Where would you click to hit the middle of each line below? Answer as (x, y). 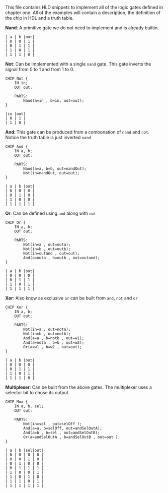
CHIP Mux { (17, 402)
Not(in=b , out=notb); (47, 334)
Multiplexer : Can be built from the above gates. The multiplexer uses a (79, 387)
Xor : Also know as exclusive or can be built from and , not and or (72, 298)
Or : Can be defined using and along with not (51, 213)
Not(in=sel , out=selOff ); (53, 424)
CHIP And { (17, 147)
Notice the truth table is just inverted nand (48, 137)
